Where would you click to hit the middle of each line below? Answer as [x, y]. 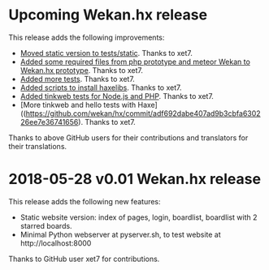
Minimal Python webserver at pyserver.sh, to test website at [120, 234]
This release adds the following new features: [85, 201]
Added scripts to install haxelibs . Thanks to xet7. [101, 88]
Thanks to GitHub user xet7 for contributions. [84, 259]
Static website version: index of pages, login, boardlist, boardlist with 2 [139, 217]
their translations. [38, 146]
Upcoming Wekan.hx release [108, 15]
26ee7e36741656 [49, 122]
